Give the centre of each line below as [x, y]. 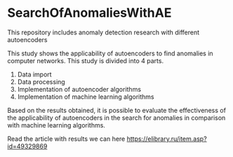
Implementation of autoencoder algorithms [79, 89]
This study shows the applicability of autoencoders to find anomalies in [110, 53]
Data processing [41, 81]
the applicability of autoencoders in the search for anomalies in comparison [116, 118]
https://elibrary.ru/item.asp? [167, 139]
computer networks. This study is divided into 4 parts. [85, 60]
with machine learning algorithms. [56, 125]
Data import [34, 74]
